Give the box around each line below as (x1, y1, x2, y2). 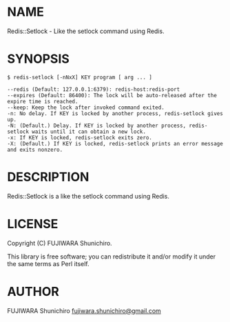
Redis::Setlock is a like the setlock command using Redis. (7, 192, 170, 200)
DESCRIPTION (7, 170, 90, 185)
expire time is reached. (7, 98, 79, 105)
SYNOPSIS (7, 51, 70, 67)
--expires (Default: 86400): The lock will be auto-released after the (7, 92, 217, 99)
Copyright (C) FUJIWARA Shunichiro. (7, 239, 112, 247)
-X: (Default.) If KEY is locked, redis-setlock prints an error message (7, 140, 224, 147)
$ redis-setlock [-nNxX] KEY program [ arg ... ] (7, 74, 153, 81)
